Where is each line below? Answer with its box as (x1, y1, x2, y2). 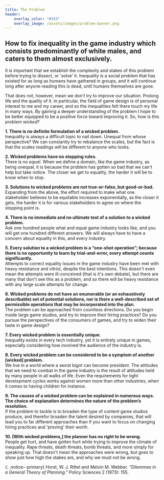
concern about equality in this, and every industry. (5, 236, 107, 241)
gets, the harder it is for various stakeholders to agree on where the (5, 200, 141, 206)
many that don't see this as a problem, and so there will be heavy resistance (5, 276, 159, 282)
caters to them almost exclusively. (5, 55, 113, 63)
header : (5, 12, 21, 17)
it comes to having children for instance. (5, 383, 87, 389)
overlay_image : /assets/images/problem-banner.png (14, 21, 119, 26)
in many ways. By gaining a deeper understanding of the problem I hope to (5, 109, 156, 115)
